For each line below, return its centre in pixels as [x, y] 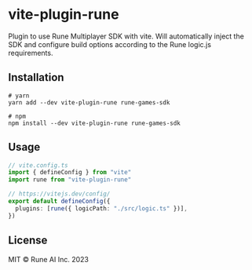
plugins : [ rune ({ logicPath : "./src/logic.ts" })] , [102, 208]
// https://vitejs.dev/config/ [59, 194]
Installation [36, 77]
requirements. [31, 53]
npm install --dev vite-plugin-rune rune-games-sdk [94, 123]
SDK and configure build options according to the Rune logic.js [110, 44]
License [28, 241]
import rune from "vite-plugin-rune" [70, 180]
